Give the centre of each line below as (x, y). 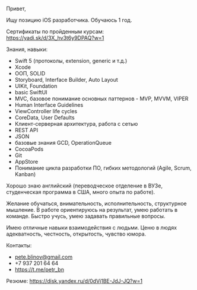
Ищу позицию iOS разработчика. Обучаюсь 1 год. (69, 20)
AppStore (26, 162)
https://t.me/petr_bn (39, 270)
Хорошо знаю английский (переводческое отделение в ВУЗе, (85, 186)
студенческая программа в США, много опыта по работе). (81, 192)
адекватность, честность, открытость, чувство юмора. (76, 234)
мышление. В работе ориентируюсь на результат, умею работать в (92, 210)
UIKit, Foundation (36, 86)
